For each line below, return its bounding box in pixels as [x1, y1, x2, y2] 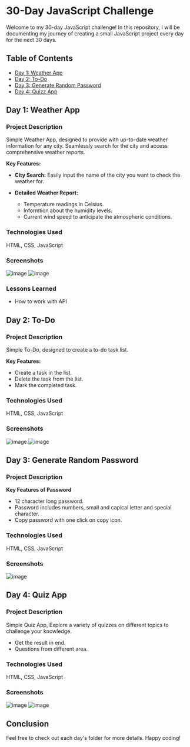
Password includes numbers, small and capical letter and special [14, 504, 172, 511]
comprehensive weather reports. [6, 149, 85, 156]
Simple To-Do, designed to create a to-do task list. [6, 346, 128, 353]
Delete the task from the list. [14, 375, 84, 382]
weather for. [14, 178, 44, 185]
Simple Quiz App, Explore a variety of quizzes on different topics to [6, 621, 169, 628]
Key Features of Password [6, 486, 72, 493]
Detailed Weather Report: [14, 189, 78, 196]
